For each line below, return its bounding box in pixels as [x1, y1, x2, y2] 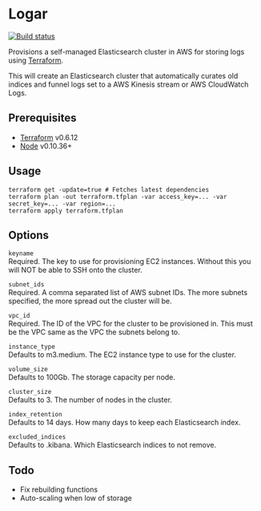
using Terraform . [8, 55, 64, 65]
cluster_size [8, 388, 52, 396]
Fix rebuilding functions [19, 485, 98, 494]
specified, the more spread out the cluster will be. [8, 296, 172, 306]
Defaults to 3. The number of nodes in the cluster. [8, 395, 172, 405]
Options [8, 228, 50, 241]
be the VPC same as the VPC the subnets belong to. [8, 327, 180, 337]
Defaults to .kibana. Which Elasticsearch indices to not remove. [8, 440, 217, 450]
